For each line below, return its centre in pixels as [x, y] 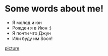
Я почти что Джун [31, 33]
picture [12, 48]
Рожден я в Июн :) [32, 27]
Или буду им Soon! [32, 38]
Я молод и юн [27, 22]
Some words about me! [54, 9]
